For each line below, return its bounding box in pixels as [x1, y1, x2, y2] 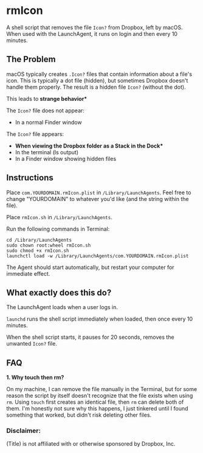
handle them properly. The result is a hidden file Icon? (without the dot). [6, 83, 187, 90]
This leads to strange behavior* [6, 95, 88, 102]
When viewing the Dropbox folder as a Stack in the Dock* [15, 142, 163, 149]
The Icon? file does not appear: [6, 107, 85, 114]
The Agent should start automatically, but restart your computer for [6, 264, 174, 271]
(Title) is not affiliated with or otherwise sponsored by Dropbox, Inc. [6, 440, 176, 448]
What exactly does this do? [6, 287, 112, 298]
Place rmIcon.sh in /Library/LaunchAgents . [6, 213, 112, 220]
